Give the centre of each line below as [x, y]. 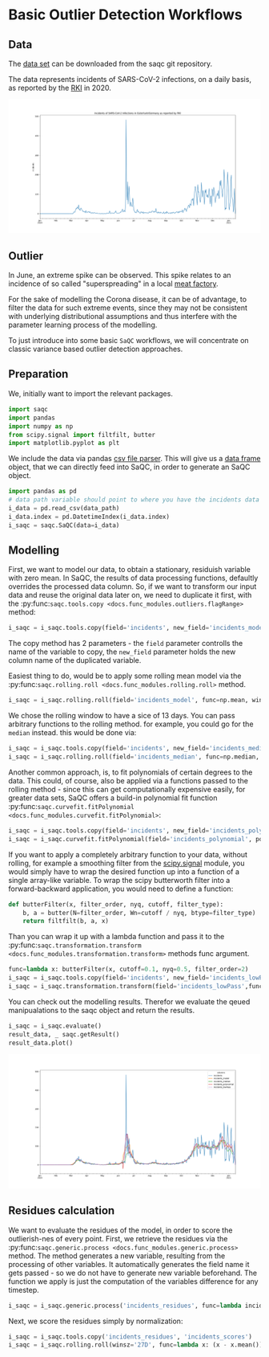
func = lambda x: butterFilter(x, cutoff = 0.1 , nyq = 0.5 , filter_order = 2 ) [128, 970]
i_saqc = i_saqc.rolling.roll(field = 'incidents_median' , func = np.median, [134, 757]
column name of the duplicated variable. [75, 660]
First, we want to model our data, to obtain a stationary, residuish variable [129, 570]
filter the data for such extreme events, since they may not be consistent [128, 308]
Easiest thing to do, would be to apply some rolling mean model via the [125, 676]
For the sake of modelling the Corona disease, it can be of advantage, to [127, 300]
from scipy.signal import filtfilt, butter [82, 435]
